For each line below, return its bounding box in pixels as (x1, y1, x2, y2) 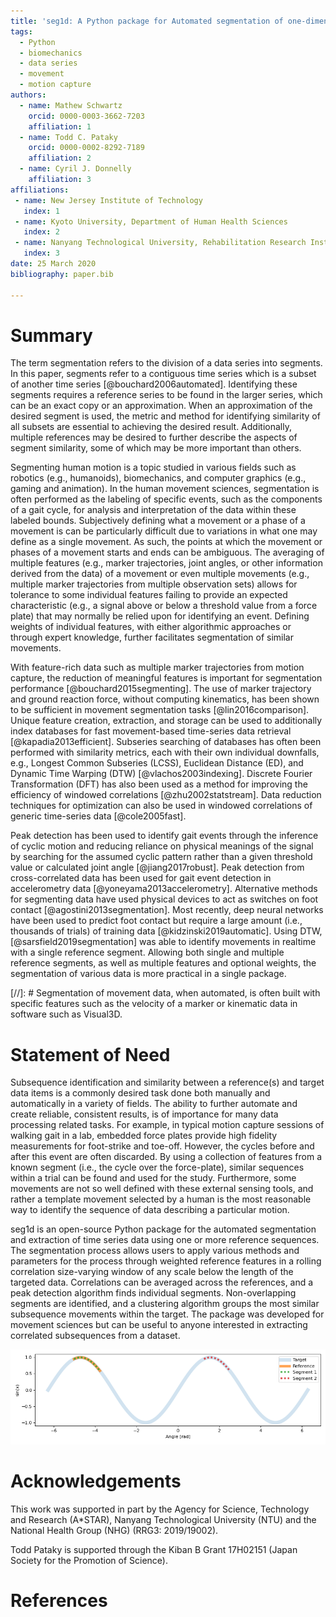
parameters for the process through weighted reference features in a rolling (10, 1255, 322, 1267)
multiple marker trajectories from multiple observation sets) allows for (10, 578, 298, 590)
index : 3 (23, 248, 60, 259)
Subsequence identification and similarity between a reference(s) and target (10, 1076, 325, 1089)
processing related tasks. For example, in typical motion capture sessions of (10, 1119, 325, 1131)
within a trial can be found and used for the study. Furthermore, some (10, 1172, 297, 1184)
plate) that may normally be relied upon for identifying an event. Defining (10, 610, 310, 622)
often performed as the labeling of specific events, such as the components (10, 493, 323, 505)
